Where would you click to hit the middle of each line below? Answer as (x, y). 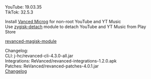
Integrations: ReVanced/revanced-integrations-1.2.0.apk (61, 61)
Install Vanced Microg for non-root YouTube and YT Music (63, 22)
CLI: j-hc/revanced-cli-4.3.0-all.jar (39, 56)
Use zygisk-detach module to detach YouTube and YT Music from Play (75, 27)
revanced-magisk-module (31, 41)
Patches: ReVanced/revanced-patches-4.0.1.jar (52, 66)
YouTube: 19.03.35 (23, 7)
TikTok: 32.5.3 (19, 12)
